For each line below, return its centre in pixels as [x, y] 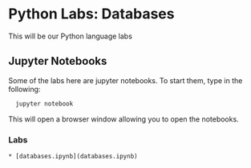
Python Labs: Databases [91, 14]
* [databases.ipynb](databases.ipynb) [73, 156]
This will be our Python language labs [70, 36]
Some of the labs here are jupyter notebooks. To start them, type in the [125, 80]
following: [24, 89]
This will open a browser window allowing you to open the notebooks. [123, 119]
